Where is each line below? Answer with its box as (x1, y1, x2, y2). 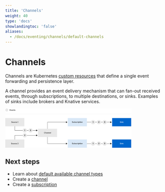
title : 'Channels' (5, 8, 43, 13)
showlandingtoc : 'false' (5, 24, 57, 29)
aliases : (5, 29, 23, 34)
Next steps (5, 158, 40, 166)
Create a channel (12, 176, 48, 182)
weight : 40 (5, 13, 28, 18)
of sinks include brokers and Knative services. (5, 98, 100, 104)
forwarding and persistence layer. (5, 78, 74, 84)
